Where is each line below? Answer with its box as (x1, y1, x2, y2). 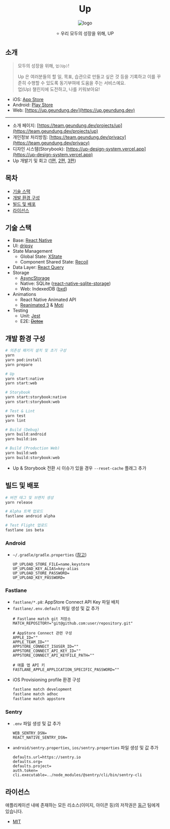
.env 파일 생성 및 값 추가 (12, 720, 61, 726)
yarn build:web (5, 450, 37, 456)
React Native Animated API (20, 296, 77, 303)
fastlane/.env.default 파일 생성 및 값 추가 (12, 605, 100, 612)
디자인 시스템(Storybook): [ (12, 146, 68, 152)
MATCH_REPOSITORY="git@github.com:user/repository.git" (12, 621, 133, 626)
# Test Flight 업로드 (5, 523, 48, 528)
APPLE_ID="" (12, 635, 38, 640)
